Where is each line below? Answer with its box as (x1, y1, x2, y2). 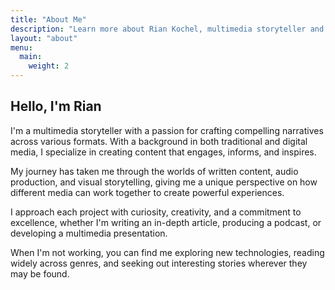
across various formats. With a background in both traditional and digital (10, 135, 308, 147)
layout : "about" (10, 33, 78, 43)
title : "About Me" (10, 14, 87, 25)
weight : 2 (28, 61, 70, 71)
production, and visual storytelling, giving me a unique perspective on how (10, 176, 318, 188)
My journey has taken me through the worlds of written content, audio (10, 165, 299, 177)
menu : (10, 42, 33, 53)
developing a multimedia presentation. (10, 227, 168, 239)
